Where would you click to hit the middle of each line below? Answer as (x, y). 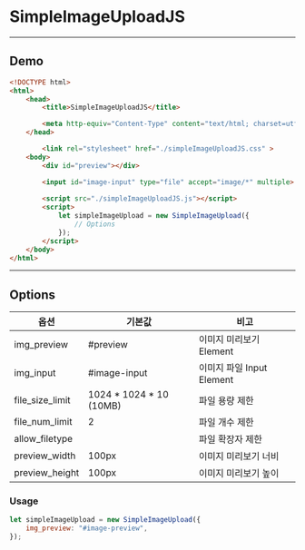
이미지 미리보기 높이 (239, 474)
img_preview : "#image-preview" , (87, 528)
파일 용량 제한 (226, 401)
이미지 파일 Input (233, 368)
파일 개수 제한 (226, 422)
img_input (35, 373)
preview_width (45, 456)
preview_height (47, 473)
